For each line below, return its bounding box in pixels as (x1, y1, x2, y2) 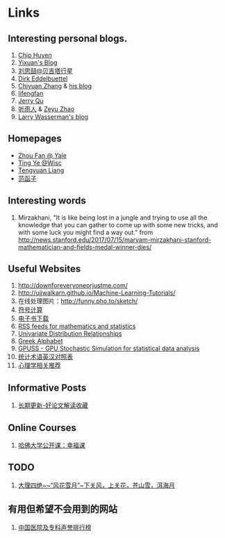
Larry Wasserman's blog (17, 113, 89, 121)
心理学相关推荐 (17, 361, 61, 370)
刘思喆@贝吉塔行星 (17, 67, 74, 74)
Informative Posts (8, 382, 87, 393)
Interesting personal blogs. (8, 33, 128, 44)
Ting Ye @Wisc (17, 158, 62, 167)
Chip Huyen (17, 51, 52, 59)
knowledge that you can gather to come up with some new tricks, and (17, 220, 218, 229)
